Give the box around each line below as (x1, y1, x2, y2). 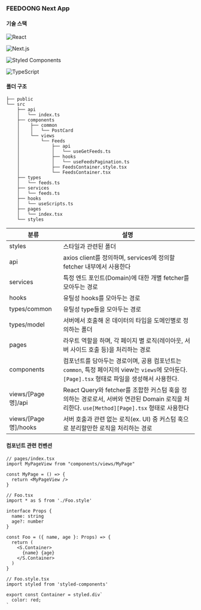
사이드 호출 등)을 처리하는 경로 (70, 346, 151, 354)
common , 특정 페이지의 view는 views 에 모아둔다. (63, 366, 188, 374)
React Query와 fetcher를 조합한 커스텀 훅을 (63, 386, 180, 394)
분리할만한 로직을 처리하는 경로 (70, 424, 153, 432)
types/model (9, 321, 45, 329)
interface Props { (6, 508, 52, 514)
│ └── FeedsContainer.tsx (17, 169, 111, 176)
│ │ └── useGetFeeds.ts (17, 148, 111, 155)
